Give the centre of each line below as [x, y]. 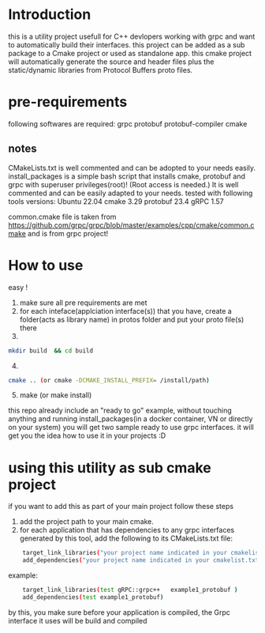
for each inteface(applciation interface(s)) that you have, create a [126, 311]
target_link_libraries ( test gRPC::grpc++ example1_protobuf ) [130, 590]
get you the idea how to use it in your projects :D [87, 435]
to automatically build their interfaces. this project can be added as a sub [127, 44]
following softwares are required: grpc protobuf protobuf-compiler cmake [128, 123]
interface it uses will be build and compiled [78, 620]
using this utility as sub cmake [110, 467]
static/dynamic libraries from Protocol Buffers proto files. [101, 70]
